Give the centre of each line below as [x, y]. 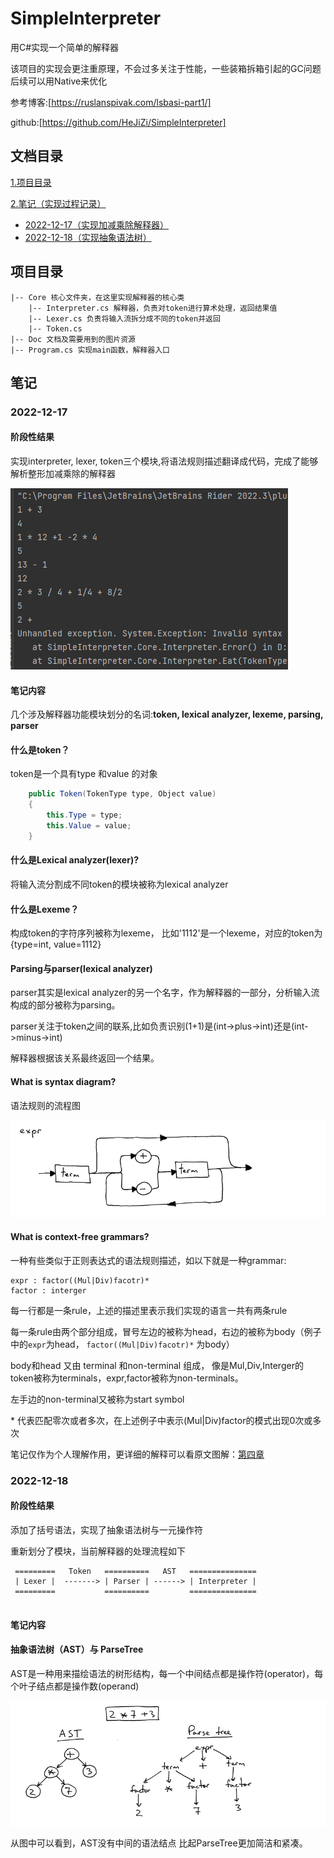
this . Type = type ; [84, 815]
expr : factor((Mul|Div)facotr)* [80, 1280]
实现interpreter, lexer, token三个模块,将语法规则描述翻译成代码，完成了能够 [164, 461]
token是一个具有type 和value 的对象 [84, 774]
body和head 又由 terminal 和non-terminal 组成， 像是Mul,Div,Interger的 [157, 1365]
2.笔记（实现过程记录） [58, 203]
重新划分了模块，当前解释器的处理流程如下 [98, 1551]
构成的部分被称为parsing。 [65, 1005]
